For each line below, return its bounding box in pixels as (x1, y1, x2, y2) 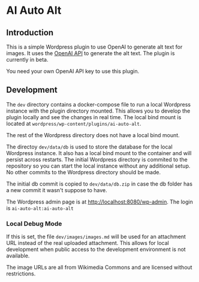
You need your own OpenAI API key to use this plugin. (6, 68, 140, 75)
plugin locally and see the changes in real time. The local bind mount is (6, 113, 182, 120)
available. (6, 252, 30, 259)
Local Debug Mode (6, 219, 62, 228)
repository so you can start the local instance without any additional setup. (6, 162, 191, 169)
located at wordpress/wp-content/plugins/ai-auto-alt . (6, 120, 141, 127)
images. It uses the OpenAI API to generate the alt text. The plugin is (6, 50, 175, 57)
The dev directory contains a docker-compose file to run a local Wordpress (6, 101, 191, 108)
